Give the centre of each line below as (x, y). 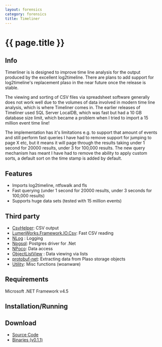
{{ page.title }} (35, 43)
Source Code (25, 335)
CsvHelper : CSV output (35, 228)
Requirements (27, 280)
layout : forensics (24, 9)
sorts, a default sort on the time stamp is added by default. (64, 158)
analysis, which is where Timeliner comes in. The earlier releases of (73, 108)
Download (21, 323)
